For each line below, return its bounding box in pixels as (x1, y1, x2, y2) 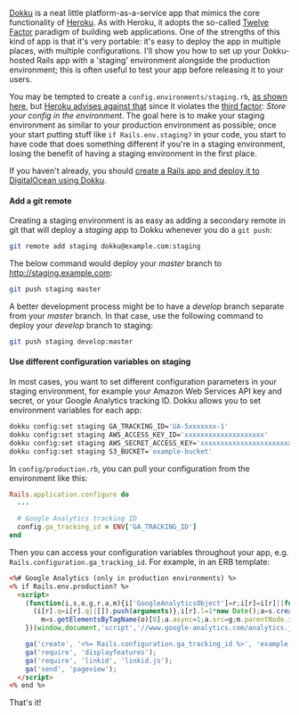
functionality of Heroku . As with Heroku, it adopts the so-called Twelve (9, 17, 270, 28)
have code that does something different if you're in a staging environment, (9, 138, 286, 149)
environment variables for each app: (9, 405, 142, 416)
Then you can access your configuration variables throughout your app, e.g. (9, 546, 289, 557)
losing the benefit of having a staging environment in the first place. (9, 148, 258, 159)
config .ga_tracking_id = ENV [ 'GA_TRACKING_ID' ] (17, 522, 198, 532)
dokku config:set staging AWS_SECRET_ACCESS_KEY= (9, 438, 198, 447)
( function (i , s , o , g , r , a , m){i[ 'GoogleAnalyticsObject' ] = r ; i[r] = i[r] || (25, 598, 285, 608)
